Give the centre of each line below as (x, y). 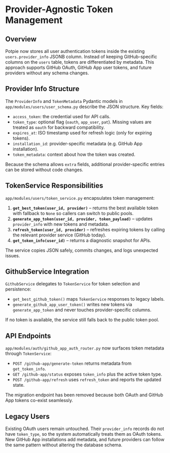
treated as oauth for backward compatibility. (59, 127)
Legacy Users (27, 416)
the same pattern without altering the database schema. (64, 445)
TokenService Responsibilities (54, 186)
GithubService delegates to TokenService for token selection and (73, 284)
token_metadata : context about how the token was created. (74, 154)
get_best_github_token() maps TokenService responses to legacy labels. (89, 299)
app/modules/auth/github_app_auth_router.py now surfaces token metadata (85, 348)
